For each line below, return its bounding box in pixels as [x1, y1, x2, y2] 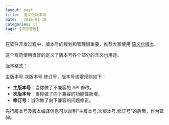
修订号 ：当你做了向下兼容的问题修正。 [12, 97, 93, 104]
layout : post [5, 7, 33, 13]
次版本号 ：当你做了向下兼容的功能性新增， [12, 91, 103, 97]
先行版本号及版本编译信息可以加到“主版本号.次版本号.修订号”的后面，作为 [5, 108, 160, 114]
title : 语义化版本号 [5, 12, 47, 17]
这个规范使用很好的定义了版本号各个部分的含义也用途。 [5, 52, 122, 58]
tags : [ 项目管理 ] [5, 27, 39, 32]
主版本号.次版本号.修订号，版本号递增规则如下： [5, 73, 107, 80]
